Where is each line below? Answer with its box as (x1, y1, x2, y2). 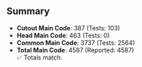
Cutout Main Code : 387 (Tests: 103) (16, 23, 120, 32)
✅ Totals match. (16, 53, 63, 61)
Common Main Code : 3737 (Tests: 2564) (16, 38, 135, 47)
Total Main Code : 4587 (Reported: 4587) (16, 46, 134, 54)
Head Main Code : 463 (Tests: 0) (16, 31, 110, 39)
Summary (6, 6, 50, 17)
